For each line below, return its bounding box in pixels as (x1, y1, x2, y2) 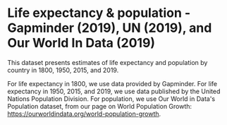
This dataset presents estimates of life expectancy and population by (7, 58, 208, 66)
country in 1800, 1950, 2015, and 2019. (7, 66, 119, 74)
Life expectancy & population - (7, 5, 191, 21)
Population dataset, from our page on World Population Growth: (7, 102, 192, 110)
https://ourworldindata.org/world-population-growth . (7, 109, 161, 118)
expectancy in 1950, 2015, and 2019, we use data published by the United (7, 87, 221, 95)
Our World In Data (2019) (7, 35, 156, 51)
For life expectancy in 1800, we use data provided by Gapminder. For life (7, 79, 217, 88)
